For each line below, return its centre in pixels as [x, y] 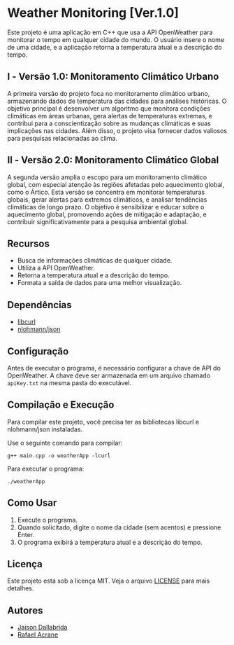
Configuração [38, 351]
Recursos [29, 243]
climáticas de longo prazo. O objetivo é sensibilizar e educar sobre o [106, 207]
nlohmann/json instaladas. [45, 429]
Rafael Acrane [38, 634]
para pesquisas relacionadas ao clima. [62, 138]
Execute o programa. [47, 520]
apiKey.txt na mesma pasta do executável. [69, 383]
